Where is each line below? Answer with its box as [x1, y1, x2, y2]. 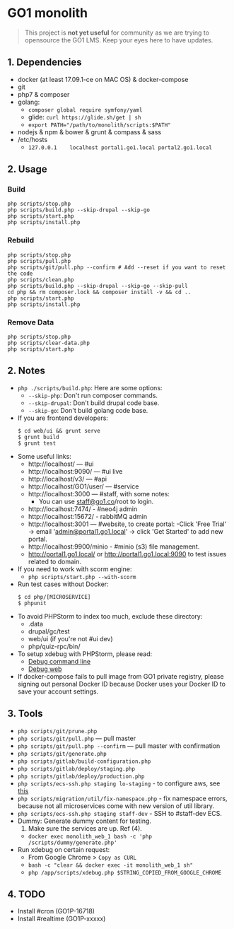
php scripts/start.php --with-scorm [28, 573, 136, 580]
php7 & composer [17, 90, 70, 98]
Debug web [28, 665, 62, 673]
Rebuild [7, 235, 34, 245]
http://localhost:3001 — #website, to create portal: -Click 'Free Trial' [28, 520, 227, 528]
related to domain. [28, 557, 81, 566]
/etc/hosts [17, 135, 48, 144]
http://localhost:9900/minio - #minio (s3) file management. [28, 542, 200, 551]
